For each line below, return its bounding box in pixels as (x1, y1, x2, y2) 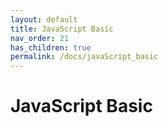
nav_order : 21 (10, 33, 70, 43)
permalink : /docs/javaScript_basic (10, 52, 159, 62)
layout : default (10, 14, 78, 25)
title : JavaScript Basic (10, 24, 114, 34)
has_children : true (10, 42, 92, 53)
